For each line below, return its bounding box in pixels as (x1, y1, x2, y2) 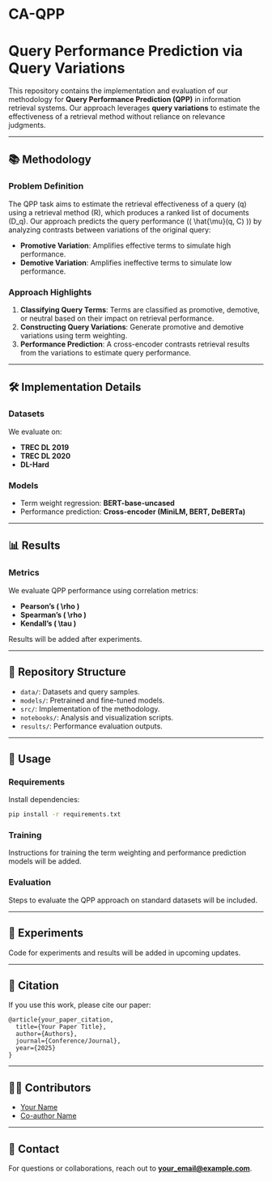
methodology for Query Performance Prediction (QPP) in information (8, 95, 241, 104)
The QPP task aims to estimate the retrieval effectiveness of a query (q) (8, 199, 247, 209)
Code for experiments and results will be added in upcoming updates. (8, 948, 241, 958)
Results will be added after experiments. (8, 634, 142, 644)
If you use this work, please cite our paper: (8, 1000, 151, 1010)
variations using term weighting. (19, 331, 128, 341)
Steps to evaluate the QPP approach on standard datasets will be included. (8, 895, 257, 905)
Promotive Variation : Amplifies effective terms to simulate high (19, 240, 232, 250)
